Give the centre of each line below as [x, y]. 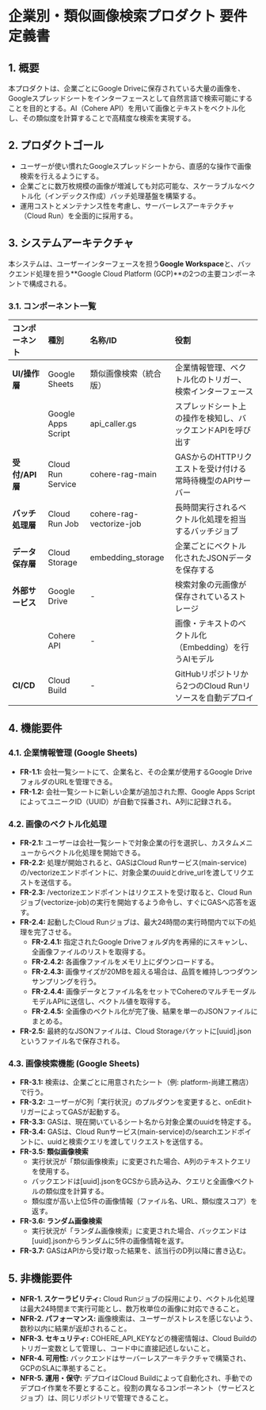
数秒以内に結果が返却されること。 [75, 1328]
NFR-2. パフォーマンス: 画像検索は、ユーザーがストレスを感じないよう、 [138, 1319]
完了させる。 [55, 932]
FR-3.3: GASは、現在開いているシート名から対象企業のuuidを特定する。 [137, 1122]
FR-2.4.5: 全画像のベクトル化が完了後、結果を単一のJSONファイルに [144, 1011]
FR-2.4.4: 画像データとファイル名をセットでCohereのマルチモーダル [144, 991]
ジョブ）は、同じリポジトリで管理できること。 [96, 1398]
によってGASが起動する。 [82, 1112]
